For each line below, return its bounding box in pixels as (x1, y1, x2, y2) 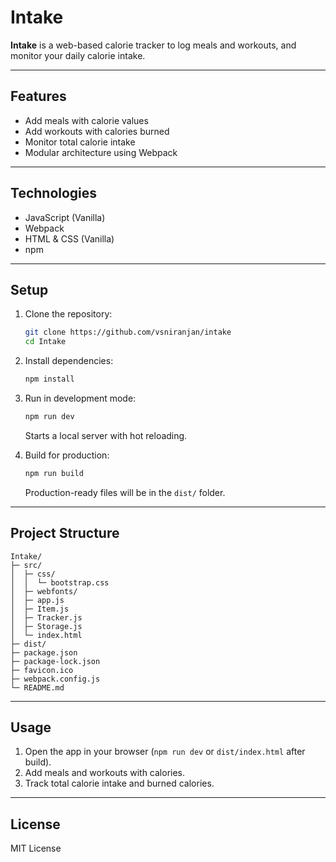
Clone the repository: (24, 308, 113, 320)
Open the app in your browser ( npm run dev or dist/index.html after (24, 746, 306, 758)
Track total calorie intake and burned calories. (24, 777, 215, 790)
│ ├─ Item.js (10, 604, 70, 614)
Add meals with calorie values (24, 114, 149, 126)
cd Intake (24, 337, 67, 347)
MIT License (10, 842, 62, 855)
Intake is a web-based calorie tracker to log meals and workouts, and (10, 39, 297, 51)
